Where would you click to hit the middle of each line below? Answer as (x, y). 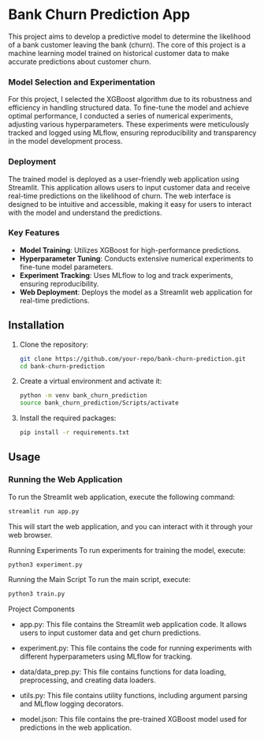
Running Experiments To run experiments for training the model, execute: (127, 550)
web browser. (30, 535)
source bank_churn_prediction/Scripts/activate (99, 403)
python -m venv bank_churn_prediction (83, 396)
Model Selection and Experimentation (82, 82)
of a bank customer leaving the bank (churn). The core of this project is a (127, 44)
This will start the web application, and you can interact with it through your (131, 526)
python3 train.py (37, 594)
